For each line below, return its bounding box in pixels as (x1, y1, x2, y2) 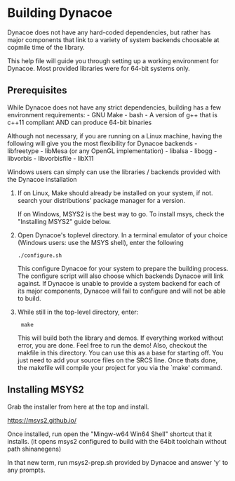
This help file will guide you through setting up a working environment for (7, 56, 219, 65)
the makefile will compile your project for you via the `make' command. (17, 363, 223, 371)
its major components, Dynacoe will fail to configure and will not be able (17, 286, 226, 295)
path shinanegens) (7, 444, 62, 453)
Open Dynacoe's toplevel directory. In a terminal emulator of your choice (17, 230, 228, 239)
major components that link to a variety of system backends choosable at (7, 35, 220, 44)
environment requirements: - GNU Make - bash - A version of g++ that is (7, 110, 217, 119)
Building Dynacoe (7, 5, 113, 21)
